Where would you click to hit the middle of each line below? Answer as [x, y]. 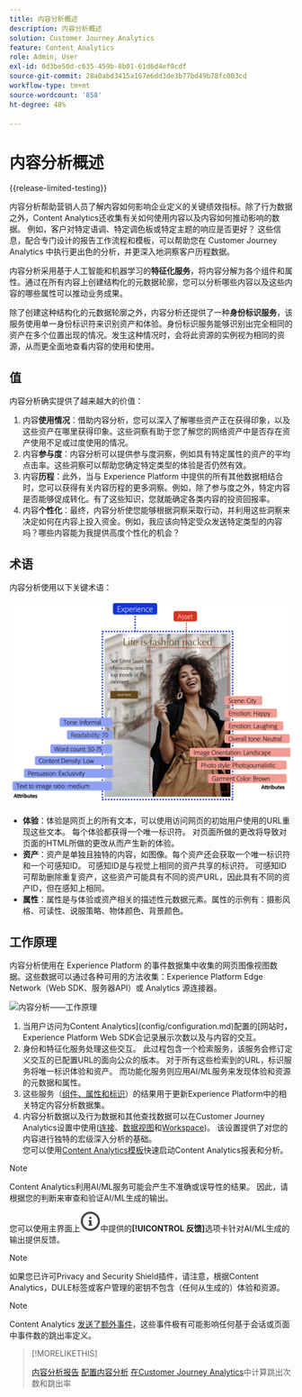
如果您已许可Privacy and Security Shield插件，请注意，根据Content [134, 1276]
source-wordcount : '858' [56, 95]
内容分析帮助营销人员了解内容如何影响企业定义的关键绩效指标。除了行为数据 [151, 206]
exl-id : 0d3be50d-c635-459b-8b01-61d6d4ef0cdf [98, 67]
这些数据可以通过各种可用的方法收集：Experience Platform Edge [144, 976]
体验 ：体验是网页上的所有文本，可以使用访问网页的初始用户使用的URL [152, 821]
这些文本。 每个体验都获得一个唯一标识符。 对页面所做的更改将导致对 [159, 832]
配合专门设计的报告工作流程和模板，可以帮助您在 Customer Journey [151, 241]
